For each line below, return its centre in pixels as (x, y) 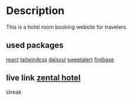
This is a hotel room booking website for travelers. (67, 27)
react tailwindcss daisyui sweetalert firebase (60, 59)
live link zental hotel (44, 78)
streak (14, 92)
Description (35, 11)
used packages (35, 45)
